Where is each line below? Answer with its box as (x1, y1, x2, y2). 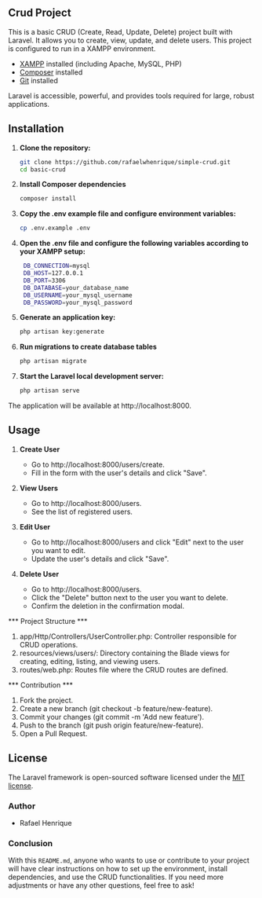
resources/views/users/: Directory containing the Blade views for (19, 648, 230, 658)
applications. (8, 99, 49, 108)
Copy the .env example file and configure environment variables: (19, 209, 237, 218)
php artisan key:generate (19, 328, 104, 336)
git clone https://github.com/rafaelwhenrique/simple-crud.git (19, 158, 231, 166)
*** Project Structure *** (8, 616, 88, 625)
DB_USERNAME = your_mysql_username (23, 291, 133, 299)
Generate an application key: (19, 313, 116, 322)
